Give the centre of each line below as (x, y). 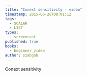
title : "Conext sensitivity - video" (44, 10)
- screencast (23, 37)
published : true (22, 42)
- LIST (16, 28)
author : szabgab (22, 55)
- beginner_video (27, 51)
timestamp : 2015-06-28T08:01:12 (38, 14)
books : (12, 46)
